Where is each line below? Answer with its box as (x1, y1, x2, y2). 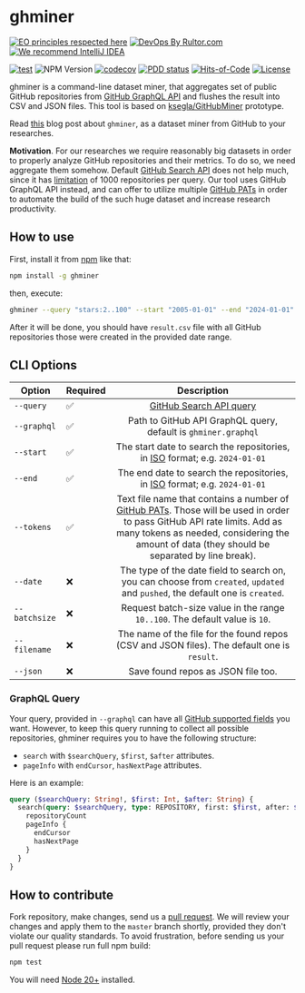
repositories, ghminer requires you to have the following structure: (9, 732, 257, 743)
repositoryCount (25, 811, 88, 821)
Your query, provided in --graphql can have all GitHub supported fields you (9, 713, 290, 723)
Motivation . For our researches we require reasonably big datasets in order (9, 145, 292, 156)
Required (65, 384, 106, 397)
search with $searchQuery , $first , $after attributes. (22, 750, 215, 761)
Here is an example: (9, 777, 84, 788)
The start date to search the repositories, (115, 440, 290, 453)
